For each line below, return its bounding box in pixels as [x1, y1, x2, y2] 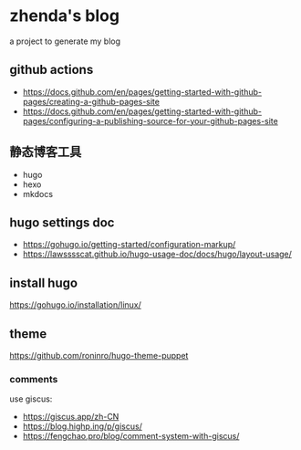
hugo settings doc [9, 215, 115, 230]
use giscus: [9, 393, 53, 404]
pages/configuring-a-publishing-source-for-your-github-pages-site [22, 115, 278, 126]
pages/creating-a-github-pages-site [22, 96, 160, 107]
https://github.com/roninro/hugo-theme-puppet [9, 351, 189, 361]
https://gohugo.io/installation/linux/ [9, 299, 141, 310]
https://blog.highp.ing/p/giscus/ [22, 421, 143, 432]
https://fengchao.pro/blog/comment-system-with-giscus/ [22, 431, 240, 442]
